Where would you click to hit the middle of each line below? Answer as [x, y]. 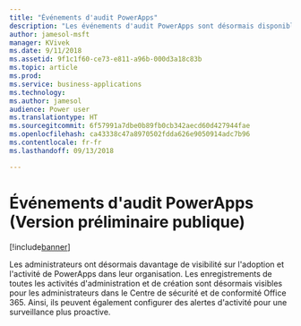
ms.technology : [38, 92]
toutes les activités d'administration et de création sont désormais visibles [146, 283]
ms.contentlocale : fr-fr [56, 142]
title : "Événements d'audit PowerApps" [84, 17]
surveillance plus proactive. [60, 312]
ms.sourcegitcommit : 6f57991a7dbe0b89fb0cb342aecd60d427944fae [130, 126]
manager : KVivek [39, 43]
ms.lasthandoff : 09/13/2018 [62, 150]
